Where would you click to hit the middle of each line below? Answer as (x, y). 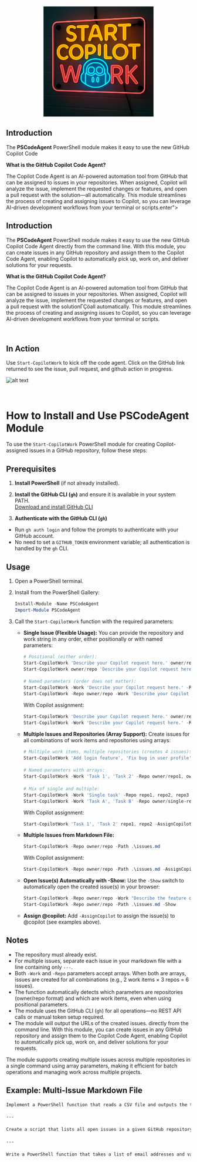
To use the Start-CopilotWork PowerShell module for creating (81, 444)
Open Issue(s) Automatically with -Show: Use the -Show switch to (104, 881)
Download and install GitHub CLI (54, 507)
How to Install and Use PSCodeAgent (98, 415)
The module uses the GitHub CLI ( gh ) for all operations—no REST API (98, 1011)
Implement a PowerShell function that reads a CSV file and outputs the (97, 1104)
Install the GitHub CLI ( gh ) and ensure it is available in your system (95, 494)
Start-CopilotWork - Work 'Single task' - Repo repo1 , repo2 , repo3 (106, 795)
